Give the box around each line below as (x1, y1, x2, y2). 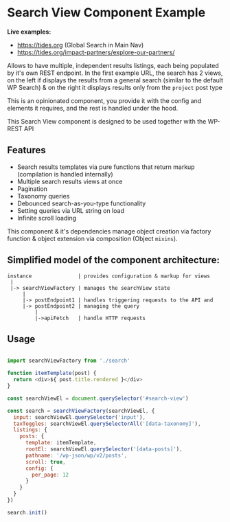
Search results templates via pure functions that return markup (16, 163, 195, 171)
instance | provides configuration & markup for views (7, 273, 211, 280)
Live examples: (7, 27, 51, 36)
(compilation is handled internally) (16, 170, 113, 178)
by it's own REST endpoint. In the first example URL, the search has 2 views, (7, 69, 223, 77)
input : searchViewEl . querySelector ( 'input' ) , (13, 413, 146, 420)
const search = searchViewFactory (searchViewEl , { (7, 407, 155, 414)
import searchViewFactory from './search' (7, 357, 130, 365)
